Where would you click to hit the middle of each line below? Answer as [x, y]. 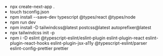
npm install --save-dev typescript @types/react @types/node [73, 17]
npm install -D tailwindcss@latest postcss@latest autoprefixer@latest [81, 28]
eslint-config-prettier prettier [39, 48]
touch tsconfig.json [29, 12]
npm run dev [23, 22]
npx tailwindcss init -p [32, 33]
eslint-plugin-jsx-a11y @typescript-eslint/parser [99, 43]
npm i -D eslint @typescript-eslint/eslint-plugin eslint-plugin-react [77, 38]
